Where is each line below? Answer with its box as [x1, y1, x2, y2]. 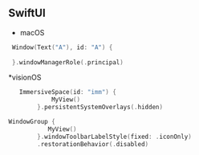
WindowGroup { [8, 118, 56, 126]
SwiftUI [8, 6, 46, 20]
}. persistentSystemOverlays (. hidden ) [37, 104, 163, 112]
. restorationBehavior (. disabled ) [37, 140, 149, 148]
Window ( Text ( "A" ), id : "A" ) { [11, 43, 113, 51]
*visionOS [8, 72, 42, 83]
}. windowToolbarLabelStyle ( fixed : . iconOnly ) [37, 133, 193, 141]
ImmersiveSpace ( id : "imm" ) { [18, 88, 116, 96]
